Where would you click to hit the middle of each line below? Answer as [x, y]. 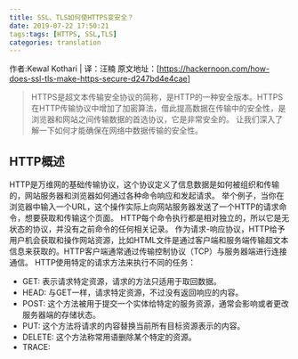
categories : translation [55, 42]
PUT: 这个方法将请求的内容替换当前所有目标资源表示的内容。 [133, 326]
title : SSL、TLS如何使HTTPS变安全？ [72, 17]
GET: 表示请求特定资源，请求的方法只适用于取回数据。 [122, 281]
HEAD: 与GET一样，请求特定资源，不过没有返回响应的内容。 [133, 293]
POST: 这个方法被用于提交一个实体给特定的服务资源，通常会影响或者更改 [155, 304]
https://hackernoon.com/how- [214, 69]
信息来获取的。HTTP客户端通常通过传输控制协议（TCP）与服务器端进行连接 [148, 251]
